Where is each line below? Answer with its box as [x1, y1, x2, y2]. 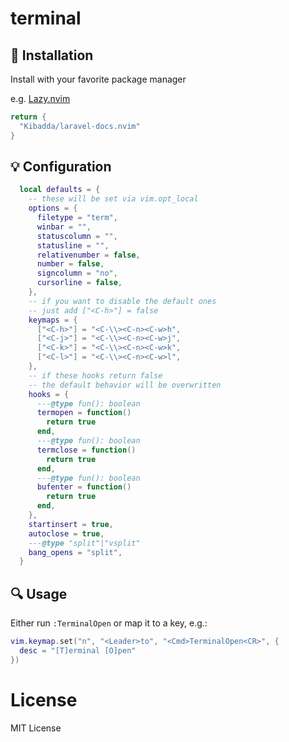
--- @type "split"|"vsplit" [28, 538, 141, 548]
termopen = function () [36, 408, 132, 418]
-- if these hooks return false [28, 370, 163, 381]
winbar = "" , [36, 222, 92, 232]
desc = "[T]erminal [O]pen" [19, 646, 137, 656]
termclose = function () [36, 445, 137, 455]
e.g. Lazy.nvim [10, 93, 71, 104]
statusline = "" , [36, 240, 110, 251]
